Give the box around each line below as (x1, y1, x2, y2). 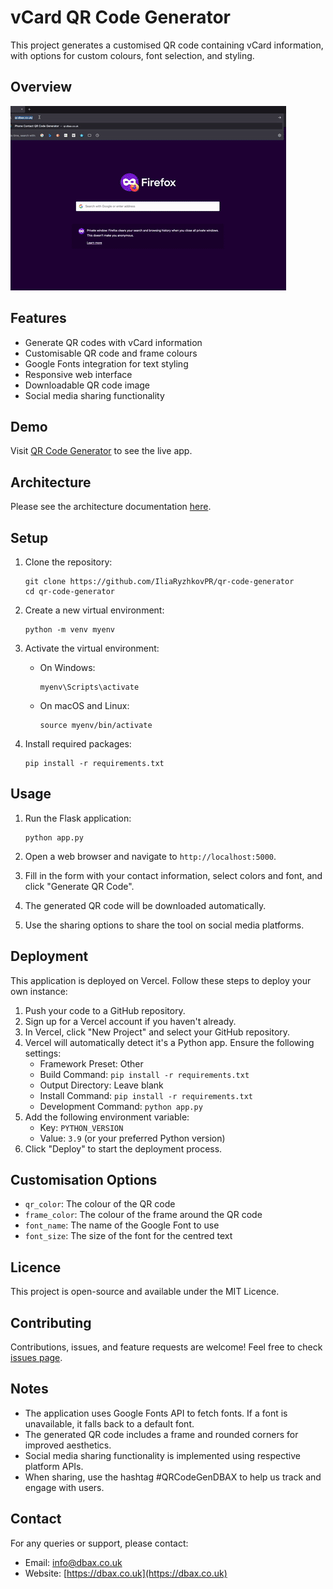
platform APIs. (24, 1460, 84, 1472)
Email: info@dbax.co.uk (24, 1556, 123, 1568)
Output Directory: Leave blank (39, 1079, 164, 1091)
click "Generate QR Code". (24, 880, 135, 892)
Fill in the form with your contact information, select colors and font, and (24, 869, 323, 881)
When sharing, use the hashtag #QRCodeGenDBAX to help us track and (24, 1471, 322, 1483)
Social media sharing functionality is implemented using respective (24, 1449, 301, 1461)
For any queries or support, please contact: (10, 1537, 189, 1549)
